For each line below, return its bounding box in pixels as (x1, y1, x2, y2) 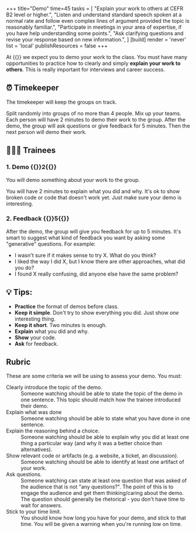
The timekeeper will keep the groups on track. (6, 98, 117, 105)
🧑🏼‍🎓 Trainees (6, 146, 56, 156)
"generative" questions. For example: (6, 240, 96, 247)
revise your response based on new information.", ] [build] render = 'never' (6, 36, 187, 43)
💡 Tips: (6, 287, 33, 297)
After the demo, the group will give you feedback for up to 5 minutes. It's (6, 228, 181, 235)
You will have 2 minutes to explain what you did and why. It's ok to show (6, 187, 180, 195)
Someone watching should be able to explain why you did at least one (20, 434, 189, 441)
